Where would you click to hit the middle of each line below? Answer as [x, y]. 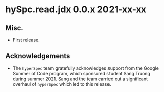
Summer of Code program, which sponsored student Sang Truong [81, 73]
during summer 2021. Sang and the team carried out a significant [80, 79]
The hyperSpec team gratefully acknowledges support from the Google [86, 68]
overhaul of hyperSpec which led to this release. [62, 84]
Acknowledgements [38, 56]
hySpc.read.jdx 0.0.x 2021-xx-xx [76, 9]
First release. [26, 40]
